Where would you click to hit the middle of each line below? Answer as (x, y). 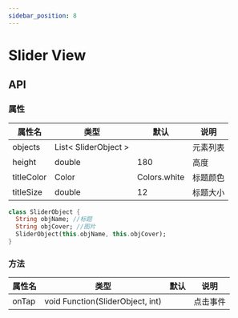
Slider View (47, 55)
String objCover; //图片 (56, 227)
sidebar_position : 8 (43, 16)
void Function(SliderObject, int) (103, 301)
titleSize (27, 191)
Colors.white (161, 177)
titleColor (30, 177)
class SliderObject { (44, 212)
